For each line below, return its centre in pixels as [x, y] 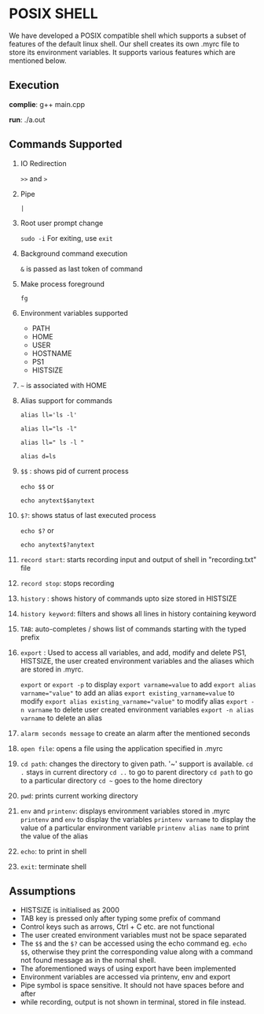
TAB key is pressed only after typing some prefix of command [120, 919]
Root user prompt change [62, 223]
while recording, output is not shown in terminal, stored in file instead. [133, 1002]
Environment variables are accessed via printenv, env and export [125, 977]
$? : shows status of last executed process [88, 515]
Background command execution [74, 253]
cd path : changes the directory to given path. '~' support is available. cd [137, 764]
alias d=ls [38, 456]
